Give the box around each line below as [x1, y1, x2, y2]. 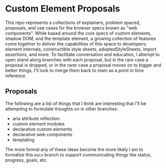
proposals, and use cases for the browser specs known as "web [5, 24, 137, 30]
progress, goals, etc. [5, 157, 47, 163]
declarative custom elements [12, 126, 72, 132]
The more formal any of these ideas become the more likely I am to [5, 146, 143, 152]
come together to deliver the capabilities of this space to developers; [5, 40, 147, 46]
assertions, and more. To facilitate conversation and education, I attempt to [5, 51, 160, 57]
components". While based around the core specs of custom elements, [5, 30, 151, 36]
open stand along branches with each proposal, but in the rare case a [5, 56, 148, 62]
